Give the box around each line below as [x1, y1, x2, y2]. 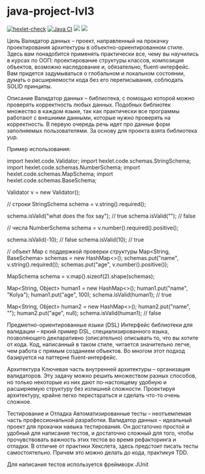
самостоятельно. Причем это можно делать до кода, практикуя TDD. [7, 448, 189, 456]
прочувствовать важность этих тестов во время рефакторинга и [7, 435, 176, 443]
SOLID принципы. [7, 83, 52, 90]
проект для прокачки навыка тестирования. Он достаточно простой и [7, 423, 190, 430]
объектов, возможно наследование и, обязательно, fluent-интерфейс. [7, 63, 190, 70]
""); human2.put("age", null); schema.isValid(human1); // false [7, 309, 161, 316]
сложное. [7, 398, 32, 405]
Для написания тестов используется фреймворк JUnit [7, 461, 149, 468]
